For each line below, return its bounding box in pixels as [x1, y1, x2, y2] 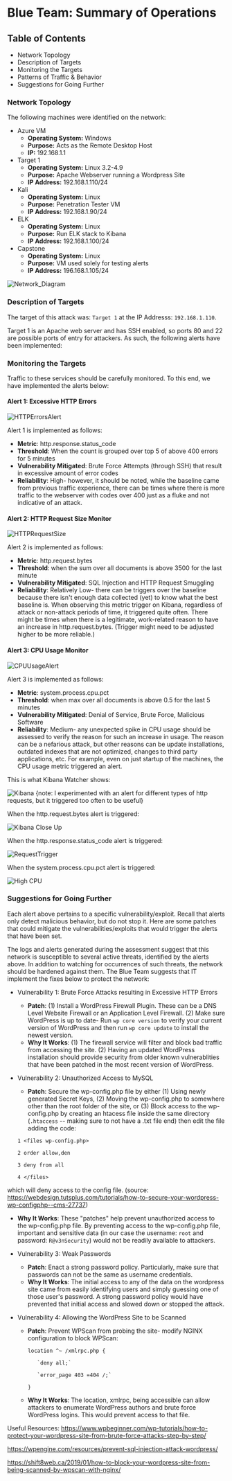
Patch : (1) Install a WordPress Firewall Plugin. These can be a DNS [27, 1001, 217, 1009]
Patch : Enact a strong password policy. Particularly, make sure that [27, 1263, 220, 1271]
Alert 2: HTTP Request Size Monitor [7, 514, 112, 522]
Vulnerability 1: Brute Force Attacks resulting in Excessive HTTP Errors [17, 988, 218, 996]
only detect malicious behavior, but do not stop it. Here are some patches [7, 916, 217, 925]
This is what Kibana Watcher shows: [7, 775, 111, 783]
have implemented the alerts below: [7, 381, 109, 389]
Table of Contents [7, 33, 87, 44]
